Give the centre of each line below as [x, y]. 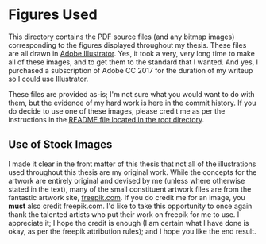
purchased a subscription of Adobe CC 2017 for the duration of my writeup [131, 70]
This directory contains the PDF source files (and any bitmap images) [121, 37]
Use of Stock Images [60, 145]
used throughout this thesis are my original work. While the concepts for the [133, 172]
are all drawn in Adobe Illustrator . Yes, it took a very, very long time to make [132, 53]
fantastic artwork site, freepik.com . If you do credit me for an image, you [127, 197]
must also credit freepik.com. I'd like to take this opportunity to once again [130, 206]
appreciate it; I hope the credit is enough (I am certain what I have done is [129, 223]
